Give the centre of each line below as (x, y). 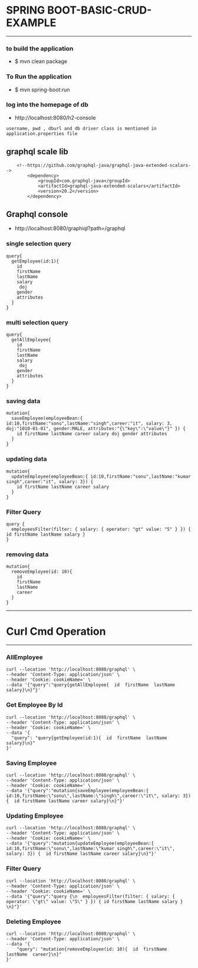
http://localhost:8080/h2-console (55, 117)
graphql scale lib (37, 152)
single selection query (39, 244)
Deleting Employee (34, 921)
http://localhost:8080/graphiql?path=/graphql (70, 228)
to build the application (40, 48)
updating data (27, 459)
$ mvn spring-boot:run (42, 90)
